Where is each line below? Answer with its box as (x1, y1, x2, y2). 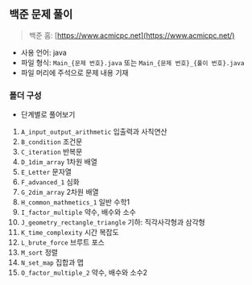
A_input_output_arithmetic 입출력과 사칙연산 (20, 127, 167, 137)
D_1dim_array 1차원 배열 (20, 157, 97, 167)
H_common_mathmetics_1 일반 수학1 (20, 197, 130, 207)
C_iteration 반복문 (20, 147, 83, 157)
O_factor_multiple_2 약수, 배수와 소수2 (20, 268, 148, 278)
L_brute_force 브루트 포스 (20, 237, 105, 247)
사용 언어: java (20, 47, 67, 57)
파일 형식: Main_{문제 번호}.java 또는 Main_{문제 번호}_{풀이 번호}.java (20, 57, 245, 67)
